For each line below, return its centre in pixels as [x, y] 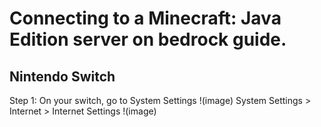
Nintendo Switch [62, 76]
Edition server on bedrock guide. [148, 39]
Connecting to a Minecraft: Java [145, 18]
